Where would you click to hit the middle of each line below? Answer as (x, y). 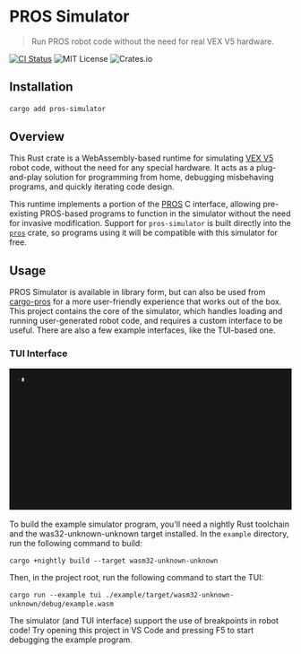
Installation (41, 87)
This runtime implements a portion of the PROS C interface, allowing (135, 205)
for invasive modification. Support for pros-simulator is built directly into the (150, 223)
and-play (26, 178)
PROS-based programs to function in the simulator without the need (165, 214)
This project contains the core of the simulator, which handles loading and (146, 311)
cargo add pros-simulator (57, 109)
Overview (37, 137)
